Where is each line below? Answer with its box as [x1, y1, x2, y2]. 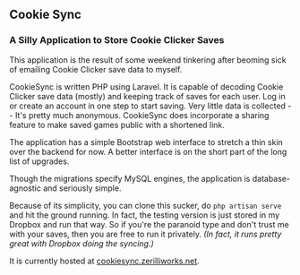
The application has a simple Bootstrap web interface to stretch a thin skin [9, 136, 284, 147]
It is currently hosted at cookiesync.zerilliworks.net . [9, 255, 200, 266]
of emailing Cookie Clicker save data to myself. [9, 64, 183, 74]
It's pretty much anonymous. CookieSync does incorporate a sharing [14, 109, 270, 120]
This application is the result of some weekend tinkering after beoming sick [9, 54, 287, 65]
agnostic [9, 183, 42, 193]
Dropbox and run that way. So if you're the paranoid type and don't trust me [9, 219, 289, 229]
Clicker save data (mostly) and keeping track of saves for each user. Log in [9, 90, 286, 101]
